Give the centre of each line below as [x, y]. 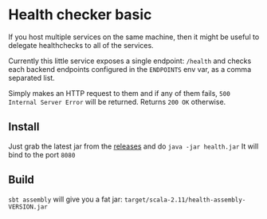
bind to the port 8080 [42, 154]
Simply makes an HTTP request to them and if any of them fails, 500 [120, 93]
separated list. [32, 78]
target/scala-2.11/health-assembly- [185, 200]
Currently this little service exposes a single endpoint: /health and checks [130, 61]
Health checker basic [80, 15]
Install [24, 127]
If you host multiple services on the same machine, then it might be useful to [134, 37]
